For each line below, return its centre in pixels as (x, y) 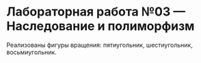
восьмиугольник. (32, 52)
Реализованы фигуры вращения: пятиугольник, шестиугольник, (99, 45)
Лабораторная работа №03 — (96, 12)
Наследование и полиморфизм (100, 26)
